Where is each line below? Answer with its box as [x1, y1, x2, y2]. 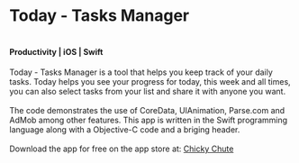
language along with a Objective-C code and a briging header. [9, 123, 240, 135]
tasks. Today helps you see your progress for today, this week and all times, [9, 76, 291, 86]
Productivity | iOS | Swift [9, 47, 104, 58]
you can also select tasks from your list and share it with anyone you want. [9, 86, 286, 96]
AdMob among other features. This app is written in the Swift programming [9, 114, 288, 125]
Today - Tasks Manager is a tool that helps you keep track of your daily [9, 67, 273, 77]
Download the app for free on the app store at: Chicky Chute [9, 143, 234, 154]
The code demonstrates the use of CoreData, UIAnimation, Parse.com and [9, 104, 285, 115]
